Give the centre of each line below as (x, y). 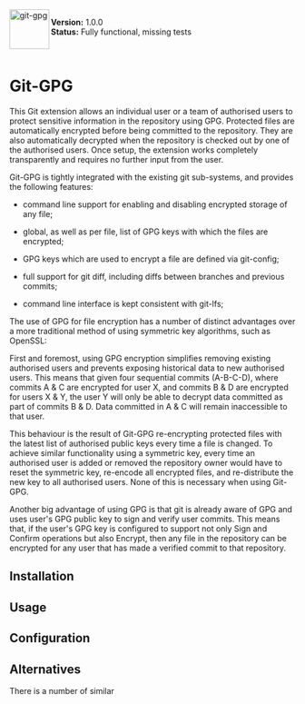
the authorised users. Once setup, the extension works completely (134, 150)
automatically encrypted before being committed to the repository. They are (151, 130)
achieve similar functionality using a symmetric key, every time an (133, 452)
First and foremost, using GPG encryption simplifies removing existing (140, 358)
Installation (42, 576)
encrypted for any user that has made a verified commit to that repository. (148, 548)
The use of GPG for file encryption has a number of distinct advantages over (152, 321)
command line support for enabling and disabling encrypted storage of (155, 204)
